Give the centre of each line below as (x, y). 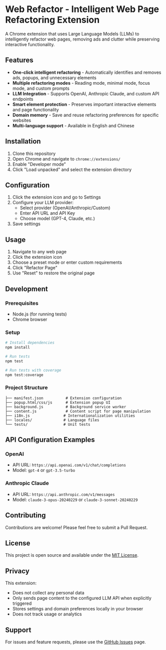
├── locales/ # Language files (52, 420)
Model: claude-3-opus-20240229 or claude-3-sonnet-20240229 (75, 500)
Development (27, 289)
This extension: (21, 583)
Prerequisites (22, 303)
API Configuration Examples (50, 440)
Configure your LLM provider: (43, 203)
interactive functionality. (30, 44)
